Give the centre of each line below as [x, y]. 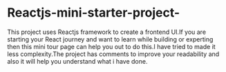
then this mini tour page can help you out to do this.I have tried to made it [111, 46]
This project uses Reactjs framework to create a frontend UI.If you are [106, 32]
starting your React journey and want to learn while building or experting [110, 39]
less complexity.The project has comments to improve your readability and [113, 54]
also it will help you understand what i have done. [77, 61]
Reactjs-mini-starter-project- [94, 13]
